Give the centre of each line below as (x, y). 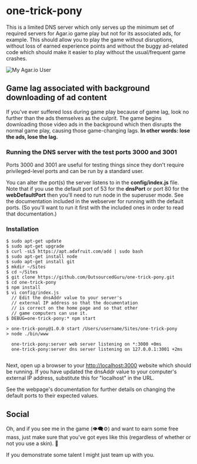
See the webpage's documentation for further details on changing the (91, 389)
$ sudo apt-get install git (41, 262)
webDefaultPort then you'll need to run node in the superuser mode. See (95, 195)
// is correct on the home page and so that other (75, 308)
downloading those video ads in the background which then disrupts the (94, 124)
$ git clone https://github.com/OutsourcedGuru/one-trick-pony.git (91, 277)
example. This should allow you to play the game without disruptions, (90, 39)
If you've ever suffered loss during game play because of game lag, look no (98, 112)
